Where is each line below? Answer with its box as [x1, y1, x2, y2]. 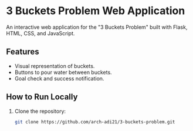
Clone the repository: [14, 108, 66, 115]
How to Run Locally [6, 92, 78, 102]
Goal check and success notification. [14, 75, 104, 82]
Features [6, 47, 39, 57]
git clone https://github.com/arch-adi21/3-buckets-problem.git [14, 119, 175, 125]
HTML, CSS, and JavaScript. [6, 29, 75, 36]
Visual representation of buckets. [14, 62, 95, 69]
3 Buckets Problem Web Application [6, 4, 185, 18]
